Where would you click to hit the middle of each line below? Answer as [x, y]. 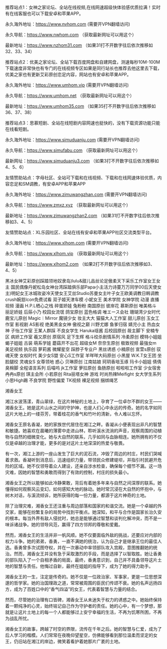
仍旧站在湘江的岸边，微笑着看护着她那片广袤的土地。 [68, 641]
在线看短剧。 [18, 129]
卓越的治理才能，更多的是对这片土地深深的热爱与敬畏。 [70, 443]
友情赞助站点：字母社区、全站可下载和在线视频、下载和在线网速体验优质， [81, 178]
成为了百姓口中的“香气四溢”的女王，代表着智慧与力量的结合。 [77, 589]
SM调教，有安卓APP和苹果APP [54, 184]
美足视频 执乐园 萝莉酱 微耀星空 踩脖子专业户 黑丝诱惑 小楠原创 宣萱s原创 [80, 349]
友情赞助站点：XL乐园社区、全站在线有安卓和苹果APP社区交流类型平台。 [80, 232]
